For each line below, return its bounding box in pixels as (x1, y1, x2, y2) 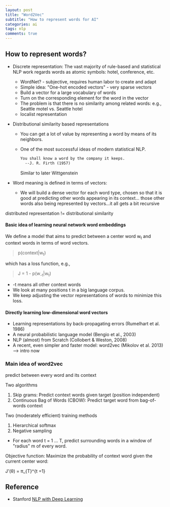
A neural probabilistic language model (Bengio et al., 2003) (12, 332, 136, 338)
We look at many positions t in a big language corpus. (12, 287, 125, 293)
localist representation (20, 111, 67, 117)
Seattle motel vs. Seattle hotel (20, 105, 83, 112)
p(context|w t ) (17, 250, 46, 257)
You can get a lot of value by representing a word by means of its (20, 131, 157, 137)
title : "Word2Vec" (5, 12, 44, 17)
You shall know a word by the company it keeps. (20, 156, 125, 161)
